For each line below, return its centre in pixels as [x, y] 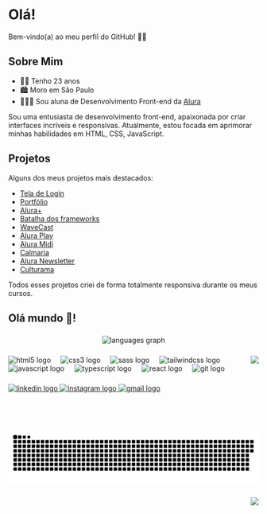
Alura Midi [37, 243]
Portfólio [34, 201]
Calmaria [35, 252]
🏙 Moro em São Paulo [57, 90]
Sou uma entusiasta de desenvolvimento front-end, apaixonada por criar [127, 116]
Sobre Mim [36, 62]
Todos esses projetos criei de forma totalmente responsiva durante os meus [133, 285]
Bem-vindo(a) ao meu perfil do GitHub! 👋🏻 [77, 37]
